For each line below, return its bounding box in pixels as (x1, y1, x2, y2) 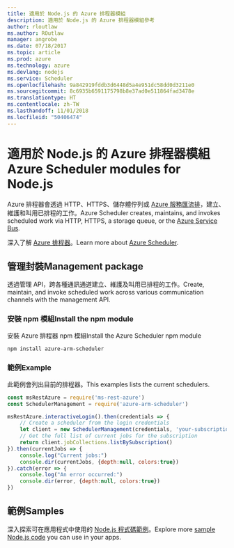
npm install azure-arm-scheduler (7, 345, 104, 352)
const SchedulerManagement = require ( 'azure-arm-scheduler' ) (7, 400, 189, 407)
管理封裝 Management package (7, 260, 144, 272)
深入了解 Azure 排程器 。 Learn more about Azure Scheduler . (7, 238, 179, 246)
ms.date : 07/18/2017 (7, 42, 68, 49)
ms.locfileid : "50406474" (7, 113, 82, 120)
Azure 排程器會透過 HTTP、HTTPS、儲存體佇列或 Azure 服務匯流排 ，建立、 (7, 200, 225, 208)
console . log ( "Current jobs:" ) (19, 452, 108, 459)
